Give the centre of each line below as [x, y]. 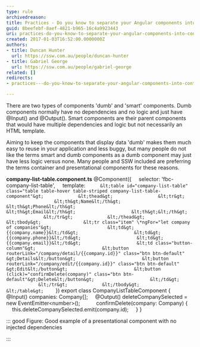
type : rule [20, 12]
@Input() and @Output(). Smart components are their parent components [96, 118]
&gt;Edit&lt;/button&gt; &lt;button [84, 269]
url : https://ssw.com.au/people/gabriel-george [72, 67]
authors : [17, 45]
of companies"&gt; [29, 228]
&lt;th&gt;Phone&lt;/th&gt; [41, 207]
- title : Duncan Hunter [36, 51]
